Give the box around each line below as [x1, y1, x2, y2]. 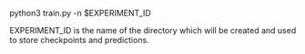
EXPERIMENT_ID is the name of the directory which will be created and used [9, 25, 297, 35]
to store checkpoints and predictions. [9, 35, 150, 45]
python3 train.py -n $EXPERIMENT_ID [9, 8, 152, 18]
